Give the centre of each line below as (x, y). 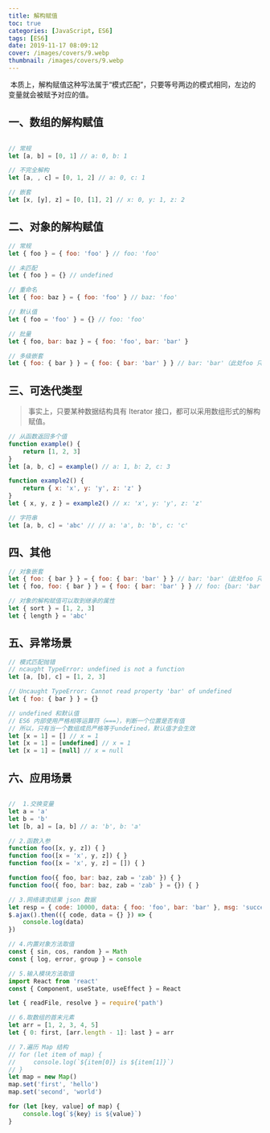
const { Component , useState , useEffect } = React (95, 989)
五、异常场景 (40, 643)
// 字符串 (23, 518)
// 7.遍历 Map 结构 (39, 1047)
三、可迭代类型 (45, 390)
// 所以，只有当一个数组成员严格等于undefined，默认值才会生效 (102, 729)
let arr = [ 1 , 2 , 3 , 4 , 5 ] (53, 1025)
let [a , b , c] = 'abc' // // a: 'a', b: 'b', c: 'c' (98, 525)
